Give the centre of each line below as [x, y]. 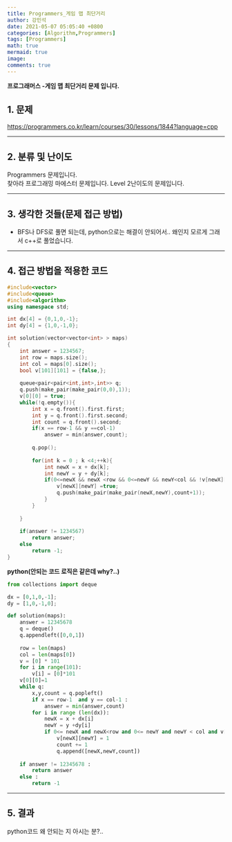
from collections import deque [52, 584]
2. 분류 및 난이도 [40, 157]
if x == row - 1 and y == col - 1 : [80, 700]
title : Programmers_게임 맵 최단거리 [56, 14]
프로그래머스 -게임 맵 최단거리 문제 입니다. [63, 86]
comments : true [29, 65]
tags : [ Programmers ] [37, 40]
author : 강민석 [27, 20]
